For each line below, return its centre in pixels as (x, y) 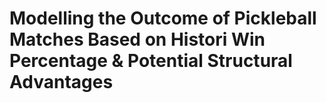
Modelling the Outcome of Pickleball (163, 18)
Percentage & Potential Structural (151, 61)
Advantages (61, 82)
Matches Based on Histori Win (137, 39)
